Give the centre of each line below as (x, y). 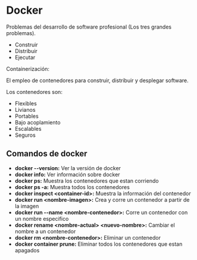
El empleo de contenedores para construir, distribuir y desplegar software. (97, 80)
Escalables (28, 129)
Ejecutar (25, 57)
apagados (27, 250)
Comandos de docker (47, 154)
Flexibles (26, 103)
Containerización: (28, 68)
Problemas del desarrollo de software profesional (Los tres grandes (89, 27)
